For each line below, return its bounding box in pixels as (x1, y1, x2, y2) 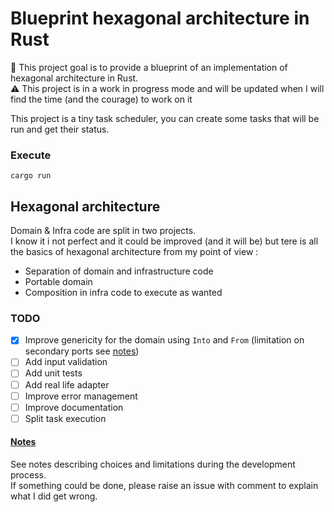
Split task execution (24, 412, 107, 424)
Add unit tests (24, 367, 83, 379)
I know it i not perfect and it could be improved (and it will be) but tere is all (10, 235, 319, 247)
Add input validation (24, 356, 108, 368)
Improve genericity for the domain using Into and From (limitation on (24, 334, 305, 346)
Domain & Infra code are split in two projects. (10, 225, 197, 237)
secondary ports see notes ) (24, 345, 140, 357)
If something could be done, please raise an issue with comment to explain (10, 479, 319, 491)
